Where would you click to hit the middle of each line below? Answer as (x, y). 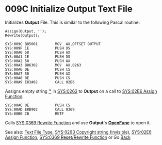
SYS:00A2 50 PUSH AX (38, 61)
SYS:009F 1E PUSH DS (38, 48)
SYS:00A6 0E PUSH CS (38, 69)
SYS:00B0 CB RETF (34, 113)
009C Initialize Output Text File (69, 9)
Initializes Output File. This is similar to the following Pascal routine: (73, 22)
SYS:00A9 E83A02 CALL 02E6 (40, 82)
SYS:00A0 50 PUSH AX (38, 52)
